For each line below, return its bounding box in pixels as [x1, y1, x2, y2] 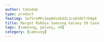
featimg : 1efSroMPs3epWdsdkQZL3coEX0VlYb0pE [5, 16, 97, 21]
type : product [5, 12, 34, 16]
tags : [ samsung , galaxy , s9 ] [5, 25, 64, 30]
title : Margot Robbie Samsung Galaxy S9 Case [5, 20, 99, 26]
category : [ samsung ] [5, 29, 47, 34]
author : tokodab [5, 7, 38, 12]
